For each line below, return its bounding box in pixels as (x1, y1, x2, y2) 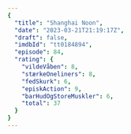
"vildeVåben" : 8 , (21, 63, 79, 71)
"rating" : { (14, 56, 54, 64)
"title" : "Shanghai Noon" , (14, 19, 103, 27)
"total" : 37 (21, 99, 61, 107)
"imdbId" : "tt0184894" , (14, 41, 92, 49)
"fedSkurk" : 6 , (21, 77, 72, 85)
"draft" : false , (14, 33, 68, 42)
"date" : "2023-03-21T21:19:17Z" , (14, 26, 125, 34)
